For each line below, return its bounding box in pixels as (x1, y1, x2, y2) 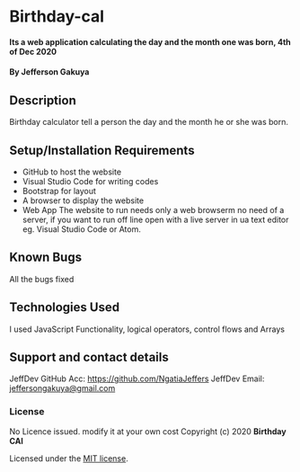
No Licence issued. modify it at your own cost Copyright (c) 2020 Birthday (9, 425, 287, 437)
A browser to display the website (22, 195, 145, 206)
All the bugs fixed (9, 273, 75, 284)
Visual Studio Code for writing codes (22, 176, 159, 186)
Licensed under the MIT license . (9, 452, 128, 464)
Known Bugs (9, 250, 83, 265)
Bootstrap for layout (22, 186, 97, 196)
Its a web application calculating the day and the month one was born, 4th (9, 36, 292, 47)
